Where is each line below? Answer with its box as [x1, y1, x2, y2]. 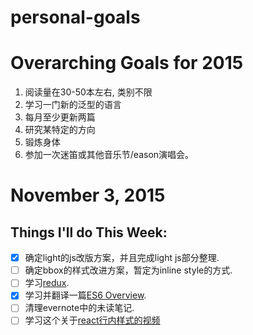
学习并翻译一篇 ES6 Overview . [24, 289, 147, 301]
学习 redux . [24, 277, 70, 289]
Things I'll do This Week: [10, 224, 168, 241]
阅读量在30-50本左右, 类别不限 [24, 86, 153, 98]
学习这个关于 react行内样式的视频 [24, 314, 161, 326]
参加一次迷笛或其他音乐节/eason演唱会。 [24, 149, 195, 161]
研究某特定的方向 [24, 124, 96, 136]
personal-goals [10, 6, 141, 29]
